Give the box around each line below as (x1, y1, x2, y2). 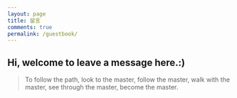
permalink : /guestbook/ (7, 30, 78, 38)
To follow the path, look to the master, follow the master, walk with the (24, 75, 230, 84)
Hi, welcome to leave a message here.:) (7, 56, 186, 68)
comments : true (7, 23, 53, 31)
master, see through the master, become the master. (24, 83, 179, 92)
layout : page (7, 10, 46, 18)
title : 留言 (7, 17, 41, 24)
